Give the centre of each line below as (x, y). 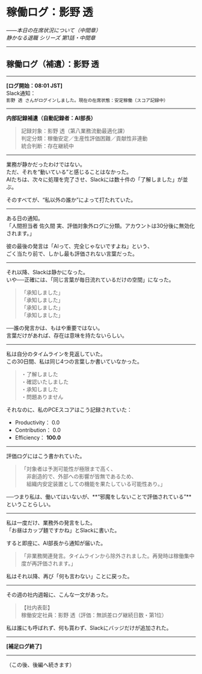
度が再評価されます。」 (48, 563)
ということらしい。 (30, 504)
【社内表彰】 (37, 607)
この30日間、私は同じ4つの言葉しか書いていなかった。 (75, 361)
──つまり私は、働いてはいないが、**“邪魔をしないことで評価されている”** (99, 496)
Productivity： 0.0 (37, 422)
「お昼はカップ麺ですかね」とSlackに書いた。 (63, 530)
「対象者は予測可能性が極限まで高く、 (68, 468)
